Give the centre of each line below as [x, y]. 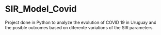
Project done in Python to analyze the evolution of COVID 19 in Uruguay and [81, 22]
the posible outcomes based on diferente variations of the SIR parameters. [80, 27]
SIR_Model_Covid [41, 9]
